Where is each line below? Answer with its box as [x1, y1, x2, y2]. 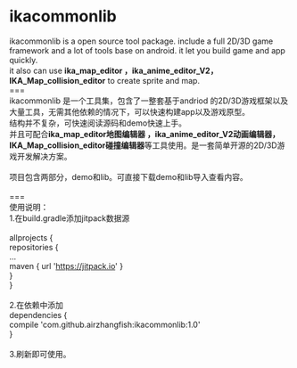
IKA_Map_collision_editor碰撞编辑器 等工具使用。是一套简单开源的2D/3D [9, 140, 278, 151]
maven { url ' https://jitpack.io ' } [9, 260, 123, 271]
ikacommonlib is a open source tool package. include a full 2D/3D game [9, 36, 274, 46]
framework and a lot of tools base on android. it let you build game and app [9, 45, 285, 55]
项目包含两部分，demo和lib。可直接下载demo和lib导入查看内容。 [9, 171, 248, 182]
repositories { [9, 241, 60, 252]
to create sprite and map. [107, 75, 201, 86]
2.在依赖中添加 [9, 299, 64, 310]
